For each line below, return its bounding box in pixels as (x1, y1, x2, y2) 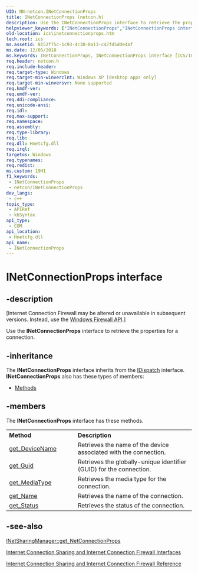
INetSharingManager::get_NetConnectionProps (6, 537, 121, 544)
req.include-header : (6, 63, 57, 70)
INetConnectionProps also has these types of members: (6, 373, 144, 380)
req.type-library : (6, 130, 51, 136)
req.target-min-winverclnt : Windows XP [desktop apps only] (6, 75, 157, 80)
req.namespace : (6, 119, 44, 125)
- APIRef (8, 206, 31, 213)
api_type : (6, 218, 31, 224)
